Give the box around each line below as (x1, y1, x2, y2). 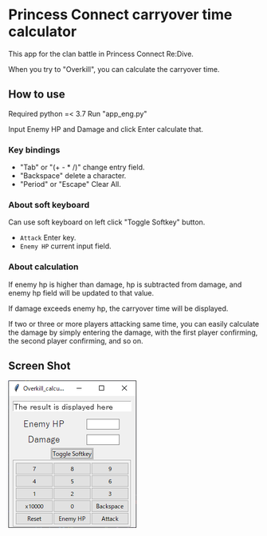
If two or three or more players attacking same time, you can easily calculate (8, 319, 260, 328)
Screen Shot (8, 359, 71, 373)
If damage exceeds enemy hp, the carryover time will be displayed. (8, 304, 229, 313)
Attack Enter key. (19, 233, 77, 243)
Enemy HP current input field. (19, 241, 112, 251)
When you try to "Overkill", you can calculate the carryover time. (8, 64, 220, 73)
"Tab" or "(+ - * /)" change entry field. (19, 162, 145, 173)
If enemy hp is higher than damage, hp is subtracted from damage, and (8, 280, 242, 289)
